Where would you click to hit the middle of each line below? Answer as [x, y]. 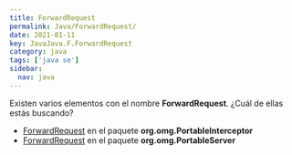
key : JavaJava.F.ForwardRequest [71, 43]
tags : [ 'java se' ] [44, 60]
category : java [38, 52]
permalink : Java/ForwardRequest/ [73, 26]
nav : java [36, 77]
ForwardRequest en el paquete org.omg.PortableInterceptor [138, 130]
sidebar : [26, 69]
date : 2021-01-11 [42, 35]
